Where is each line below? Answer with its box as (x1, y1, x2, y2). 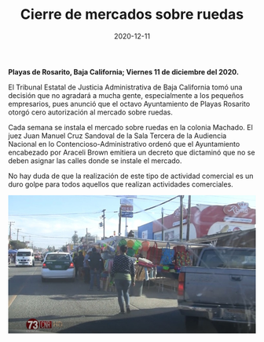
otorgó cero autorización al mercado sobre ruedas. (8, 107, 173, 117)
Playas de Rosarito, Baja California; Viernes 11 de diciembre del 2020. (8, 67, 240, 76)
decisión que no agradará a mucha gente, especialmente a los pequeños (8, 90, 244, 100)
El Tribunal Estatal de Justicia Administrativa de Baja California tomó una (8, 82, 243, 92)
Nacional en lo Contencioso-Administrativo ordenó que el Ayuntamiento (8, 139, 240, 148)
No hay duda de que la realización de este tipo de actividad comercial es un (8, 171, 254, 180)
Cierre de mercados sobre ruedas (20, 5, 244, 24)
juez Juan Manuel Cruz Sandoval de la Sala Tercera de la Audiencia (8, 131, 227, 140)
